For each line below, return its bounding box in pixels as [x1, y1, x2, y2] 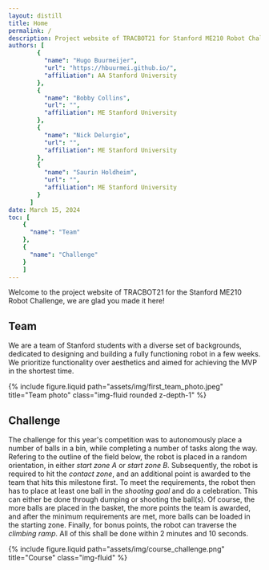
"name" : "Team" [29, 228, 81, 237]
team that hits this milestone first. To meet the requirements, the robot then [8, 478, 256, 487]
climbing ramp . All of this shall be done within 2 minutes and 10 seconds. [8, 529, 249, 538]
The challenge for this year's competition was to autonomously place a [8, 435, 243, 444]
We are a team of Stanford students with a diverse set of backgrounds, [8, 340, 242, 350]
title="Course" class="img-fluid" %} [8, 553, 128, 562]
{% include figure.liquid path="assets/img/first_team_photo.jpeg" [8, 382, 224, 392]
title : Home [8, 19, 48, 27]
